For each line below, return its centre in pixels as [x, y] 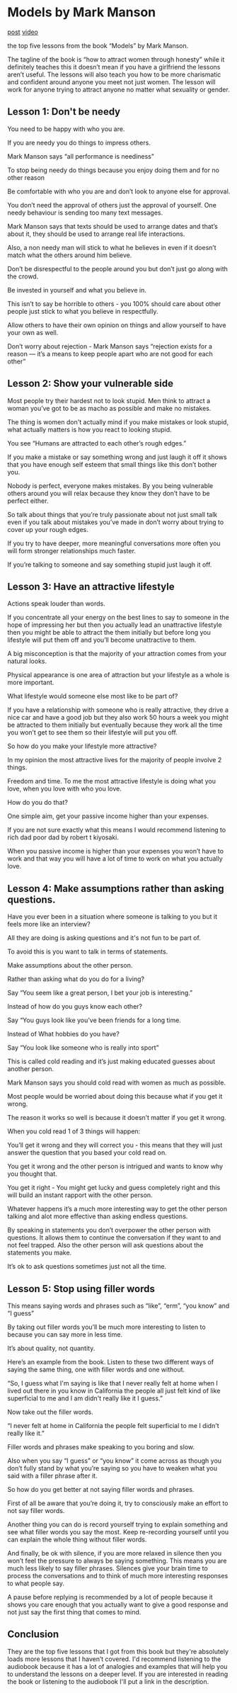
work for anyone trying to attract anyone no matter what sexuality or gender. [118, 89]
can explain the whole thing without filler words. [77, 1539]
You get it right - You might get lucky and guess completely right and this [114, 1188]
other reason [26, 177]
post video [23, 32]
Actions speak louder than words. [56, 604]
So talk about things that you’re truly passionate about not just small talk [112, 514]
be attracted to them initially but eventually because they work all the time [115, 725]
